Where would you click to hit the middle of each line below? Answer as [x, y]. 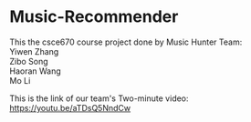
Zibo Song [29, 61]
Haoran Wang [35, 71]
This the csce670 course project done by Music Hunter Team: [126, 42]
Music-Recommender [94, 17]
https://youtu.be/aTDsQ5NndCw [70, 107]
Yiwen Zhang [34, 51]
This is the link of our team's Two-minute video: [99, 98]
